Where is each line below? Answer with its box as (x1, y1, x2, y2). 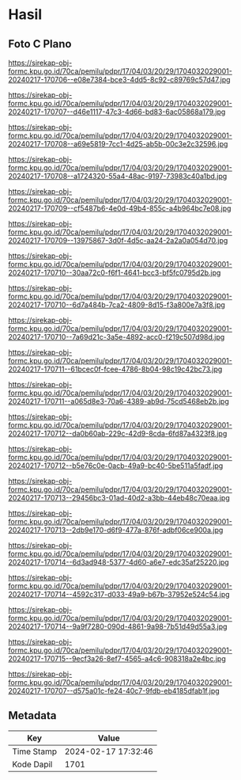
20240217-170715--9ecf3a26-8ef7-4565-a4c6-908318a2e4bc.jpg (8, 654, 227, 663)
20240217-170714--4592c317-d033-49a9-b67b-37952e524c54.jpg (8, 590, 231, 599)
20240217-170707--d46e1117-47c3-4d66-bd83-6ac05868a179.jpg (8, 107, 226, 116)
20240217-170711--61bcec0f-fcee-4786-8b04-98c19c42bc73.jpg (8, 364, 223, 374)
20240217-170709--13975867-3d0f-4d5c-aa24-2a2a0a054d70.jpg (8, 236, 228, 245)
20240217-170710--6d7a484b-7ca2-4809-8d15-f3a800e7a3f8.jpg (8, 300, 225, 310)
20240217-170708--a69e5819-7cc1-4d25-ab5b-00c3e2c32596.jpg (8, 139, 228, 148)
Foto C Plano (8, 37, 72, 51)
